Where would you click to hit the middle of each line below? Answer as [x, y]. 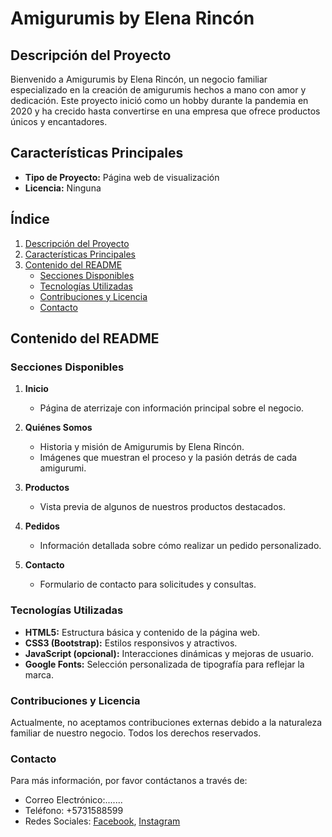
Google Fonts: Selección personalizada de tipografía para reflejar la [164, 664]
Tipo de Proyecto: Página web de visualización [122, 177]
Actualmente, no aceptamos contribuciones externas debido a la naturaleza [166, 722]
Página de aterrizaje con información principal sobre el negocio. [172, 408]
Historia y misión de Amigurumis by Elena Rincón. [142, 447]
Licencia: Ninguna [63, 188]
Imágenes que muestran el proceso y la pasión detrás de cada [168, 458]
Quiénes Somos [58, 428]
